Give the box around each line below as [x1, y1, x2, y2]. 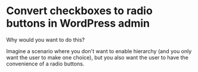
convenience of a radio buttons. [6, 60, 85, 67]
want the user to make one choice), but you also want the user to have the [6, 54, 189, 61]
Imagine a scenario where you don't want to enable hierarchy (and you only [6, 47, 192, 54]
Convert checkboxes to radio [6, 4, 153, 18]
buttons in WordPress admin [6, 17, 150, 30]
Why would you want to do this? [6, 36, 85, 43]
